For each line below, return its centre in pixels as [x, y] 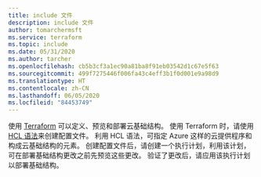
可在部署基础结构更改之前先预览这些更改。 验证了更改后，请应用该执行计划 [129, 155]
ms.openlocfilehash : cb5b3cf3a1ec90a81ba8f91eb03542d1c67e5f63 [114, 67]
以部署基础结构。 [36, 165]
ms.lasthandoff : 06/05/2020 [54, 96]
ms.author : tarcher [40, 60]
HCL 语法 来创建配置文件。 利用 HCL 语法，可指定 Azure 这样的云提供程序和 [130, 136]
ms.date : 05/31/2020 [42, 52]
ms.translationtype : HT [47, 81]
